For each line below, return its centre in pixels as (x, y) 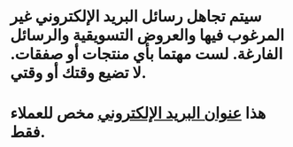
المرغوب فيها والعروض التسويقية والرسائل (147, 35)
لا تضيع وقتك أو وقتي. (78, 73)
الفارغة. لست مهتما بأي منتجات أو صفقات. (146, 54)
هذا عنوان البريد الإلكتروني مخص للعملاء (138, 113)
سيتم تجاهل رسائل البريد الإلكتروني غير (136, 16)
